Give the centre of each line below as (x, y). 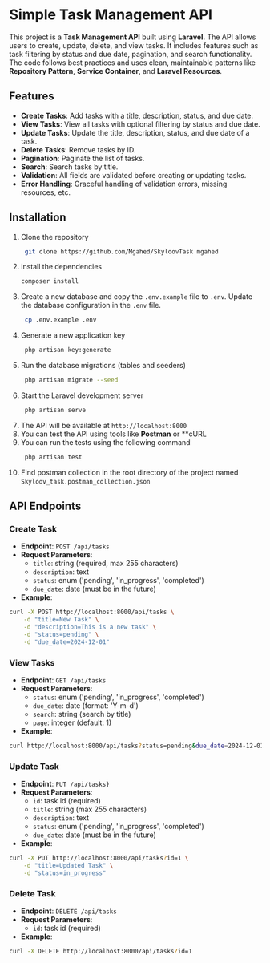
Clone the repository (54, 237)
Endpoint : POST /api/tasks (65, 546)
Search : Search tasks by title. (69, 167)
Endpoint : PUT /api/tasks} (65, 784)
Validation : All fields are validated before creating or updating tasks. (133, 175)
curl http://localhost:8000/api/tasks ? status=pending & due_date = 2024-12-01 (137, 746)
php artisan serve (55, 410)
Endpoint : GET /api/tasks (63, 680)
